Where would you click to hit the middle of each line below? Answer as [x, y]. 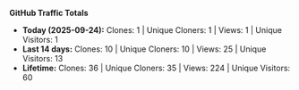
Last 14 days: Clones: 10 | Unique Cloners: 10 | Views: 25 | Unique [144, 49]
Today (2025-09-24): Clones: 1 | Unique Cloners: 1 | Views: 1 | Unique [152, 30]
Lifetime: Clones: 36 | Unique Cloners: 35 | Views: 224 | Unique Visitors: [156, 68]
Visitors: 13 [43, 58]
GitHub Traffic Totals [49, 13]
